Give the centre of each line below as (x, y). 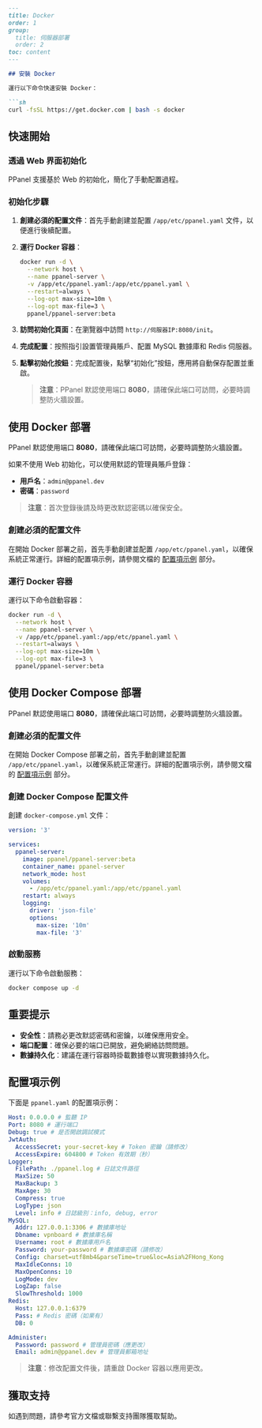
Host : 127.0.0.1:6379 (51, 1309)
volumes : (37, 881)
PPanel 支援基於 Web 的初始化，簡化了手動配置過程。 (95, 179)
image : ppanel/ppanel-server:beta (79, 859)
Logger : (21, 1162)
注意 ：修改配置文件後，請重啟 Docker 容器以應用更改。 (117, 1368)
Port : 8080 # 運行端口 (43, 1125)
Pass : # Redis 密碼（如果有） (61, 1316)
